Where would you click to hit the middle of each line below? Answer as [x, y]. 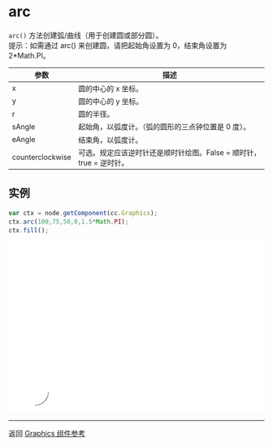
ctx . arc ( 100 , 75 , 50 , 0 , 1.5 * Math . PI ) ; [69, 222]
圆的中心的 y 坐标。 [111, 101]
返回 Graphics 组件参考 [47, 434]
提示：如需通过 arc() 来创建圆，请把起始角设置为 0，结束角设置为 [118, 45]
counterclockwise [41, 158]
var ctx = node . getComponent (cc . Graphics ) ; [83, 214]
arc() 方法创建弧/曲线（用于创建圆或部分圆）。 [86, 35]
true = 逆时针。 [104, 162]
